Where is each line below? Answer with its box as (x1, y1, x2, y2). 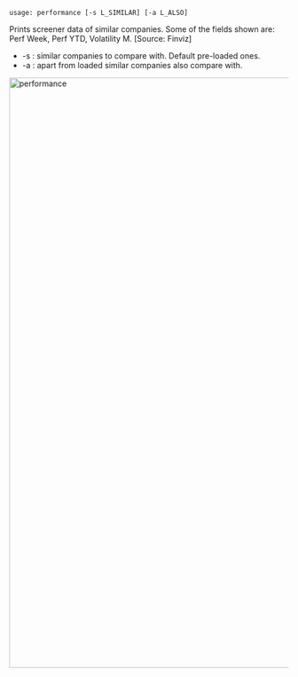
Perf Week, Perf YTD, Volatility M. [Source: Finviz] (9, 34, 192, 43)
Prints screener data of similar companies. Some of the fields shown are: (9, 24, 275, 35)
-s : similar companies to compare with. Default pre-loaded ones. (21, 51, 261, 61)
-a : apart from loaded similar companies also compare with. (21, 60, 243, 70)
